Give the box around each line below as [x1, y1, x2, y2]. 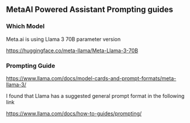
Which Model [6, 22, 45, 30]
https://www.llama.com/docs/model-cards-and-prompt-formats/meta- [6, 74, 177, 81]
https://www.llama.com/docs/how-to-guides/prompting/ [6, 110, 142, 117]
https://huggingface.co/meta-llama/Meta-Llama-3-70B [6, 47, 139, 54]
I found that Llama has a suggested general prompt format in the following [6, 92, 185, 99]
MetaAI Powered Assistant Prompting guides [6, 5, 174, 15]
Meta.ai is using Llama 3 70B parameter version [6, 35, 121, 43]
